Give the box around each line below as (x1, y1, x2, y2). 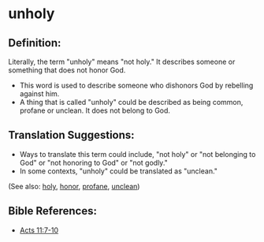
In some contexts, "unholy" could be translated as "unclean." (19, 166, 218, 176)
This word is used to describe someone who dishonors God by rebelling (19, 80, 254, 90)
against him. (19, 89, 60, 99)
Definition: (8, 36, 61, 50)
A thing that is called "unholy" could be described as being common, (19, 98, 244, 106)
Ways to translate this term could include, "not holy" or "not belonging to (19, 149, 256, 158)
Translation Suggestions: (8, 128, 136, 142)
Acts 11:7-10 (19, 225, 59, 235)
